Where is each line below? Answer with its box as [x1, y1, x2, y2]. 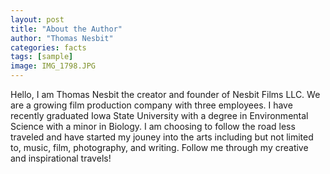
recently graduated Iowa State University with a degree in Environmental [10, 110, 309, 121]
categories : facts [10, 42, 87, 53]
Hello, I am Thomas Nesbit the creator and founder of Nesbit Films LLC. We [10, 89, 321, 100]
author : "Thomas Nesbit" [10, 33, 114, 43]
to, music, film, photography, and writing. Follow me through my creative [10, 142, 309, 153]
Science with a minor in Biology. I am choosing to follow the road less [10, 121, 296, 132]
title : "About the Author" [10, 24, 123, 34]
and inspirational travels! [10, 152, 112, 164]
